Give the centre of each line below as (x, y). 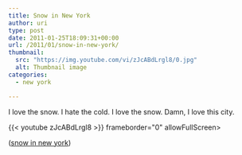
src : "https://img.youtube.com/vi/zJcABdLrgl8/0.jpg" (106, 60)
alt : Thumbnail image (51, 68)
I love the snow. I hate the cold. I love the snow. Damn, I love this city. (121, 111)
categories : (28, 75)
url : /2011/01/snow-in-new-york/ (64, 45)
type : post (26, 30)
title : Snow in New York (49, 15)
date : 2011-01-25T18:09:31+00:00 (64, 38)
